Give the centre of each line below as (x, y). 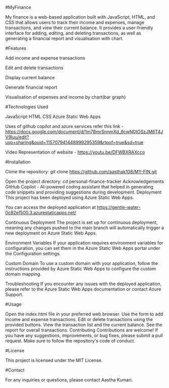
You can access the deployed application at (50, 207)
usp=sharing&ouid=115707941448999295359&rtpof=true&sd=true (74, 142)
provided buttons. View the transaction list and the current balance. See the (84, 325)
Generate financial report (31, 87)
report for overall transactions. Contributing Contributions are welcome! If (81, 330)
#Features (16, 48)
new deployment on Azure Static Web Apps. (51, 233)
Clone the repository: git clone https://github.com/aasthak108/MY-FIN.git (81, 172)
